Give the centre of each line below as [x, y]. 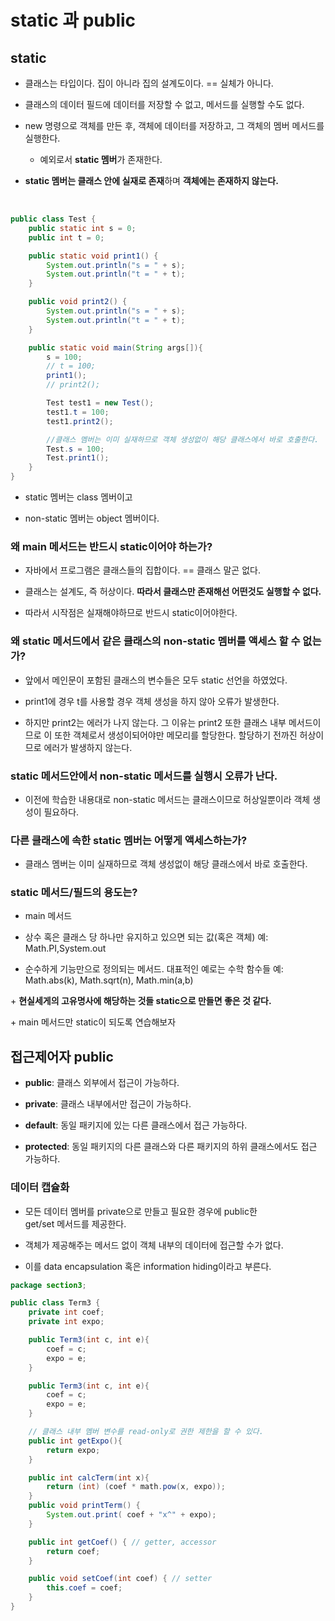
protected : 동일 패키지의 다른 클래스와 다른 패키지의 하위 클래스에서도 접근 [171, 1147]
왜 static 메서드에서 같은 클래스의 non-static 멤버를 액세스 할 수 [155, 641]
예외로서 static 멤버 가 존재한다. [101, 159]
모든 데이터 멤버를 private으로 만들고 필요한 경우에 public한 [141, 1211]
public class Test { [53, 219]
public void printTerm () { [84, 1506]
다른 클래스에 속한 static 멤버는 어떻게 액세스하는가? [129, 840]
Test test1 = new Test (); [100, 403]
